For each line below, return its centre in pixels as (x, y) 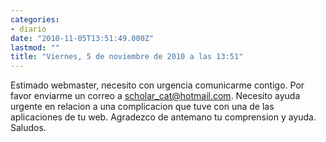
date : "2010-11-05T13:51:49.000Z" (82, 38)
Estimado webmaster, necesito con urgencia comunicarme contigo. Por (157, 85)
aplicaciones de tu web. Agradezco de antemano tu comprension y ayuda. (163, 117)
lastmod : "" (35, 47)
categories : (35, 19)
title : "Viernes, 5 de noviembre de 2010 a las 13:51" (127, 57)
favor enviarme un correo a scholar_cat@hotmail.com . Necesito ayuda (155, 96)
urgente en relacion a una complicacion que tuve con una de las (142, 107)
